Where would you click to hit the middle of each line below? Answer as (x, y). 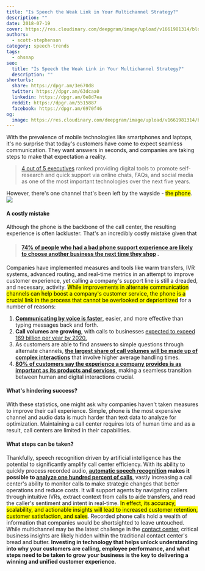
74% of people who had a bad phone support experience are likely (107, 247)
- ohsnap (23, 57)
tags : (13, 52)
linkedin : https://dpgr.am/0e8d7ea (57, 97)
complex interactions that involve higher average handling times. (97, 357)
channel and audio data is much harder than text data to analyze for (92, 417)
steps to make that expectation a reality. (56, 157)
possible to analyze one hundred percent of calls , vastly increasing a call (100, 478)
